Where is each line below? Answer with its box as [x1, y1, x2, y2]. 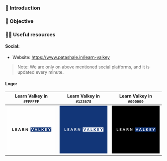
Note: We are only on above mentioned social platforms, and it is [17, 64, 150, 70]
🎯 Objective [5, 17, 34, 24]
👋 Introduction [5, 4, 41, 11]
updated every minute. [17, 69, 64, 75]
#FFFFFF [23, 99, 40, 104]
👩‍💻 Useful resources [5, 31, 56, 38]
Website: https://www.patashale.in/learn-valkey [12, 54, 110, 60]
